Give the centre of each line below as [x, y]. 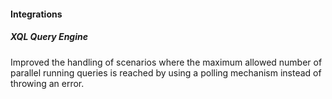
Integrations [36, 14]
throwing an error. [47, 83]
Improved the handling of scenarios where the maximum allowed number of [166, 62]
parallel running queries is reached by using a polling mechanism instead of [166, 72]
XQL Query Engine [49, 37]
